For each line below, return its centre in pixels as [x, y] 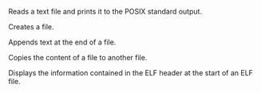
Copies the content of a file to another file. [78, 57]
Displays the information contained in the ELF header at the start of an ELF [131, 73]
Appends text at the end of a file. [62, 42]
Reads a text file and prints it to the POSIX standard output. [105, 11]
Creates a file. [31, 27]
